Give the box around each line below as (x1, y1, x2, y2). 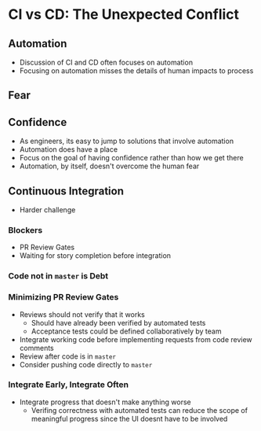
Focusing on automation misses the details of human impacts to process (19, 66, 254, 76)
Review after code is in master (19, 352, 116, 361)
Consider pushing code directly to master (19, 359, 153, 369)
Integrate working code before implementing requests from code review (19, 334, 252, 344)
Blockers (8, 224, 43, 235)
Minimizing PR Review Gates (8, 292, 119, 303)
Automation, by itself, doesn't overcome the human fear (19, 161, 200, 171)
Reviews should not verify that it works (19, 309, 145, 319)
